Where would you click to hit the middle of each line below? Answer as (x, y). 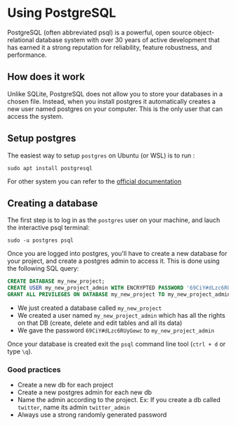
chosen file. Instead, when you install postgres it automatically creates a (112, 101)
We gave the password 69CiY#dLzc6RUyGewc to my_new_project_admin (116, 330)
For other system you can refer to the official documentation (94, 181)
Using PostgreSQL (62, 13)
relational (21, 39)
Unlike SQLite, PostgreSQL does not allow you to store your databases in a (115, 93)
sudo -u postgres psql (40, 240)
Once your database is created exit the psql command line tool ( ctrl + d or (117, 344)
